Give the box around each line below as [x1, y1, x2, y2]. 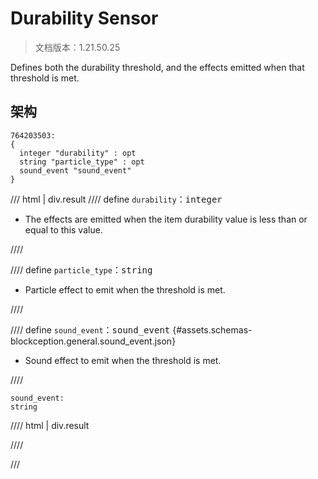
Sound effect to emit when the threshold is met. [24, 354, 222, 366]
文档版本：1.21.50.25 [34, 41, 121, 53]
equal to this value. [24, 223, 103, 236]
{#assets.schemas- [172, 323, 253, 336]
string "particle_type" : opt [19, 157, 145, 167]
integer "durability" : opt [19, 148, 137, 158]
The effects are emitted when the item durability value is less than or [24, 213, 308, 225]
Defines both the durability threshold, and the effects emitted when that [10, 61, 305, 73]
